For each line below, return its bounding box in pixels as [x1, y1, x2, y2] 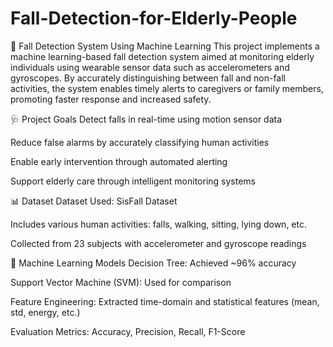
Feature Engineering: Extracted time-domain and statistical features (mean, [10, 295, 320, 307]
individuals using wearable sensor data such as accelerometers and [10, 61, 290, 73]
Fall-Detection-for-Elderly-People [10, 7, 298, 30]
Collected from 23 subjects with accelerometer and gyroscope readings [10, 237, 307, 249]
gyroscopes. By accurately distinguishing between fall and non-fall [10, 72, 286, 84]
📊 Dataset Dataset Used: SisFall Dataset [10, 195, 178, 207]
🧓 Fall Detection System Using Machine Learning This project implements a [10, 40, 320, 52]
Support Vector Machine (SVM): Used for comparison [10, 276, 232, 288]
